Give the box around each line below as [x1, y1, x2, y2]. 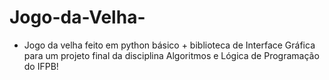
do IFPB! [23, 60, 59, 72]
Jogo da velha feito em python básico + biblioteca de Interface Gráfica [23, 39, 316, 51]
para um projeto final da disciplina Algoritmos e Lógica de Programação [23, 49, 320, 61]
